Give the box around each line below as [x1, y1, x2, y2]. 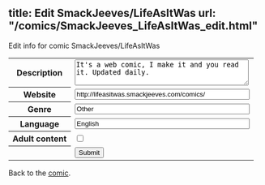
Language [19, 118, 59, 130]
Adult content [12, 133, 67, 144]
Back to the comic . [8, 168, 71, 178]
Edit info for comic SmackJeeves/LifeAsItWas [8, 41, 160, 50]
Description [16, 67, 63, 79]
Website [23, 89, 57, 101]
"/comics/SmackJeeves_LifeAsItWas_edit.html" [8, 19, 259, 33]
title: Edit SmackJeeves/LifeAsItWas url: [8, 6, 216, 20]
